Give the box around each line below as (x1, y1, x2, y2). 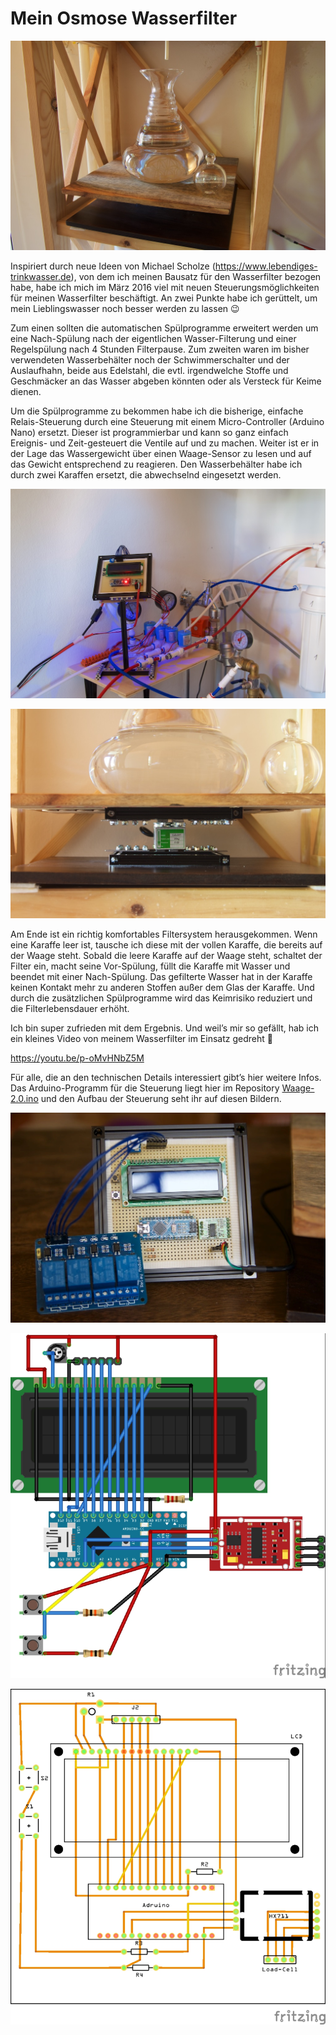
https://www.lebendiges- (214, 260, 318, 272)
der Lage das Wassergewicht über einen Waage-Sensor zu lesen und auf (10, 448, 312, 460)
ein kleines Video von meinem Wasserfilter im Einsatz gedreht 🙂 (10, 1033, 273, 1045)
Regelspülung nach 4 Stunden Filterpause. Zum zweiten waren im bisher (10, 343, 310, 356)
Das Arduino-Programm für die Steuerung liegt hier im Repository (10, 1082, 280, 1094)
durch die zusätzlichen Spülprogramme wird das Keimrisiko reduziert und (10, 992, 313, 1004)
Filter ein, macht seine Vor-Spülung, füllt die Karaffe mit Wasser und (10, 960, 291, 972)
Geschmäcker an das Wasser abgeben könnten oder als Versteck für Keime (10, 375, 322, 387)
